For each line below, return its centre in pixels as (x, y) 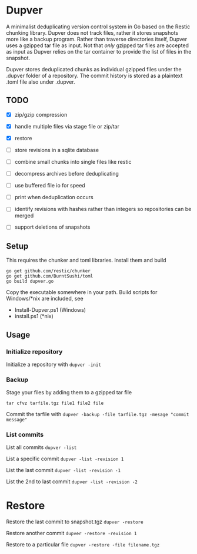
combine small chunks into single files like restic (73, 162)
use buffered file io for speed (50, 186)
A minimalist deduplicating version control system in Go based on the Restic (98, 27)
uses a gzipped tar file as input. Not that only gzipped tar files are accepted (98, 45)
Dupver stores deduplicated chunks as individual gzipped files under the (94, 69)
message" (17, 420)
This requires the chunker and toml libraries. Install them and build (86, 260)
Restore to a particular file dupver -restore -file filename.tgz (83, 545)
